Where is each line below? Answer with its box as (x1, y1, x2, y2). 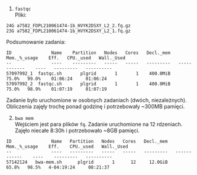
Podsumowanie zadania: (6, 39, 66, 45)
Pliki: (14, 11, 27, 18)
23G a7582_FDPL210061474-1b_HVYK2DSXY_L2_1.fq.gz (6, 28, 131, 34)
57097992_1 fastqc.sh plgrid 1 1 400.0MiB (6, 71, 170, 77)
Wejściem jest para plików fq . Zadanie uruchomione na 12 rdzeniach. (14, 121, 183, 128)
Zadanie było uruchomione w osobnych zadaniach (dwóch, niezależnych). (6, 97, 188, 103)
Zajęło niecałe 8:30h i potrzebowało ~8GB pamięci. (14, 127, 140, 134)
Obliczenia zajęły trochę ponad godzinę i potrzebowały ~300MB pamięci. (6, 103, 185, 110)
